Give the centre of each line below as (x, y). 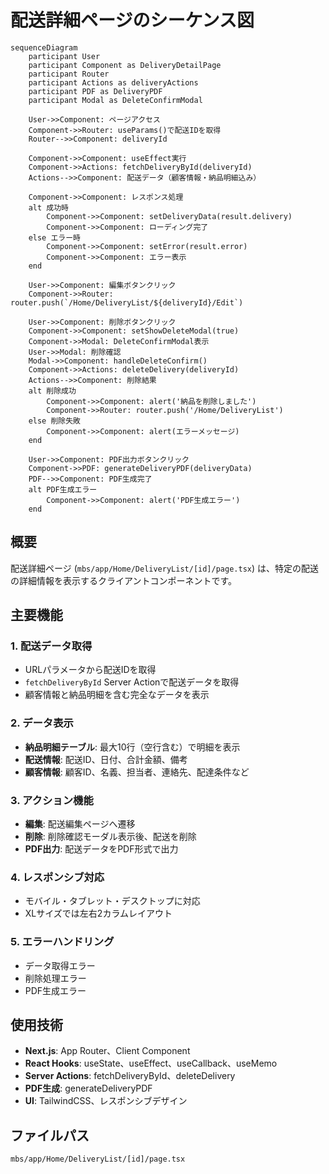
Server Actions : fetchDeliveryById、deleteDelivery (130, 1076)
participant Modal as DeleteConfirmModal (115, 100)
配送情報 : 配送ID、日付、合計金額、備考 (106, 759)
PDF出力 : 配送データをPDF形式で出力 (101, 849)
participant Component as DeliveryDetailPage (125, 65)
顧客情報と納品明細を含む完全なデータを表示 (117, 695)
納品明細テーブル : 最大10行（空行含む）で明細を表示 (132, 747)
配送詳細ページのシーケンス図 (132, 20)
